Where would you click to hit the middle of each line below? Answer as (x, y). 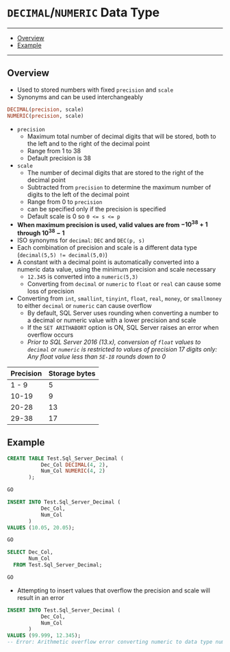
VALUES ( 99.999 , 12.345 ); (44, 636)
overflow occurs (50, 335)
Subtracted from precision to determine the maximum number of (119, 187)
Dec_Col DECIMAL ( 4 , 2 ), (75, 465)
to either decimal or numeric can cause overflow (84, 305)
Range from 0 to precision (65, 201)
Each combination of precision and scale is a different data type (107, 247)
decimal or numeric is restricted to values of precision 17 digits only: (122, 349)
